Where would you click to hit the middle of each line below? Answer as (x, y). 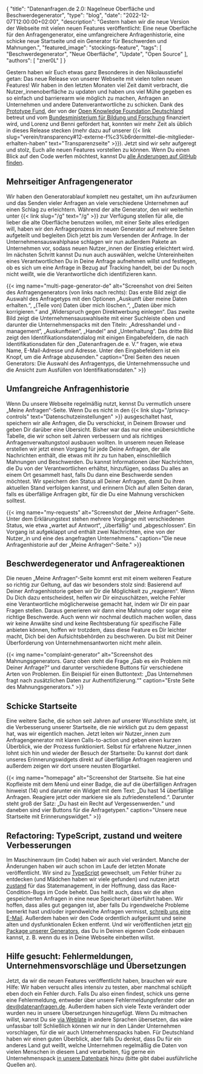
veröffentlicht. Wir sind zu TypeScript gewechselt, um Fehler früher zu (94, 873)
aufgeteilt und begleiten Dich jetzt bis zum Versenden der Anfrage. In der (98, 235)
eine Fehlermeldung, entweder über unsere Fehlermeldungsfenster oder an (100, 1000)
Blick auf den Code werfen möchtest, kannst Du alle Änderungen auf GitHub (101, 156)
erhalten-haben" (27, 143)
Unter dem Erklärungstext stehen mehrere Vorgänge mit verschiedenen (95, 519)
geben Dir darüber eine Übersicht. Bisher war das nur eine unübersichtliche (101, 429)
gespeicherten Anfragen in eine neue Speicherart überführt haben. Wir (95, 899)
